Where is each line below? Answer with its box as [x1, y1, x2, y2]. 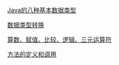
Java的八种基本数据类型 [7, 6, 77, 14]
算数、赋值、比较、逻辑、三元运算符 [7, 35, 112, 44]
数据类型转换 [7, 21, 44, 29]
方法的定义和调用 [7, 50, 57, 58]
